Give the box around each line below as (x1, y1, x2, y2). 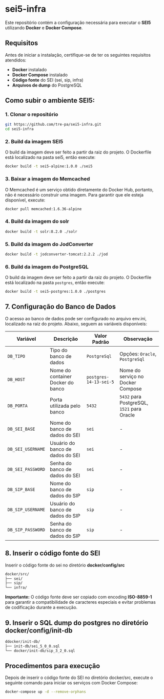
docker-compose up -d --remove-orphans (5, 689, 86, 695)
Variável (16, 335, 37, 342)
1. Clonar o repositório (5, 111, 59, 118)
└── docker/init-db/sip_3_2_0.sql (5, 648, 76, 653)
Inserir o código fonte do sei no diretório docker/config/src (5, 562, 125, 568)
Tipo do (49, 347, 68, 353)
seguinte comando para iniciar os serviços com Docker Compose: (5, 680, 138, 686)
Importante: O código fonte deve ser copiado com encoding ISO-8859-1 (5, 594, 152, 600)
